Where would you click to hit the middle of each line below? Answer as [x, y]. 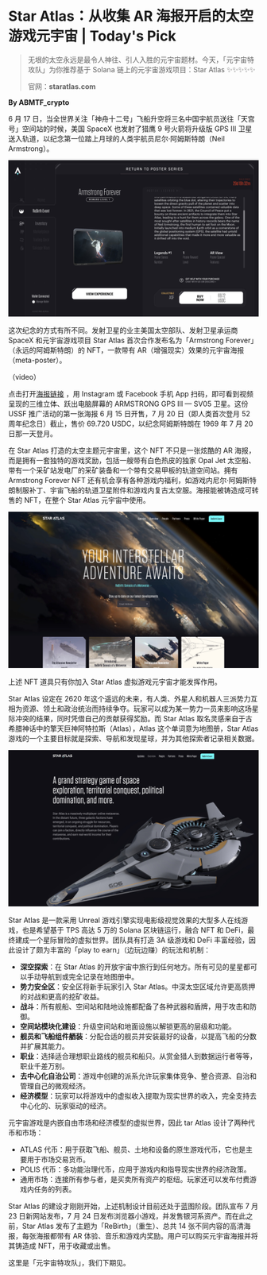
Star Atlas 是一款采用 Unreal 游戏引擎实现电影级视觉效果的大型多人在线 [125, 920]
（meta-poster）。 [37, 360]
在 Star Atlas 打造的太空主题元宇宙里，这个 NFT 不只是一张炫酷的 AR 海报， [132, 450]
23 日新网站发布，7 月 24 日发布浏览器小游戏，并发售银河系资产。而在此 [127, 1215]
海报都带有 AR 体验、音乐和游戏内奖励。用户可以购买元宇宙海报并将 [147, 1235]
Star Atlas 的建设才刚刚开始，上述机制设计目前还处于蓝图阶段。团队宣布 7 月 [133, 1206]
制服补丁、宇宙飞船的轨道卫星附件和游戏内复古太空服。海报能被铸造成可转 [137, 490]
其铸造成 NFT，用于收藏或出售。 [62, 1246]
